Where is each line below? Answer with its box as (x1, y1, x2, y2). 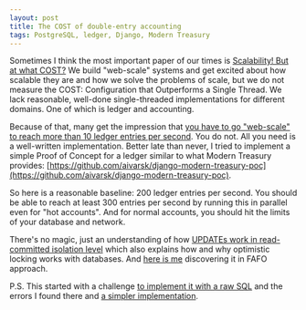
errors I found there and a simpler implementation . (9, 291, 199, 302)
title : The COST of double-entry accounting (9, 22, 182, 31)
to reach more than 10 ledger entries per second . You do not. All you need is (9, 131, 297, 142)
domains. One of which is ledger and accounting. (9, 104, 195, 115)
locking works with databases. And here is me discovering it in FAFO (9, 253, 268, 264)
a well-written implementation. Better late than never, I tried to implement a (9, 140, 290, 151)
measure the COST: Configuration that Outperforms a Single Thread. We (9, 84, 282, 96)
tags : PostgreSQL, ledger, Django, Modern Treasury (9, 30, 210, 39)
